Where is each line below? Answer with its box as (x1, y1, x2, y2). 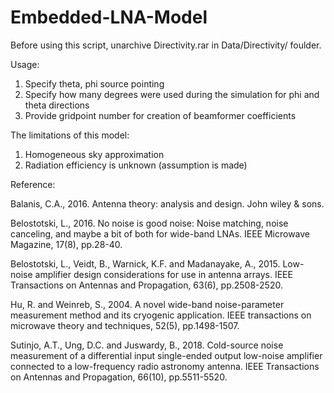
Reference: (10, 178, 56, 190)
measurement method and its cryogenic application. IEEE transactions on (10, 309, 312, 321)
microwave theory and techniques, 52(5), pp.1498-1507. (10, 319, 240, 331)
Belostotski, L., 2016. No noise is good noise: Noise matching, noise (10, 217, 289, 229)
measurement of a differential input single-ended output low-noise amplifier (10, 349, 323, 361)
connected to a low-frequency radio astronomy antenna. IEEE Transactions (10, 360, 320, 372)
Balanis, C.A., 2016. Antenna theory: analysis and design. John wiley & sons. (10, 197, 325, 210)
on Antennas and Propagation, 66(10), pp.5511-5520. (10, 371, 228, 383)
